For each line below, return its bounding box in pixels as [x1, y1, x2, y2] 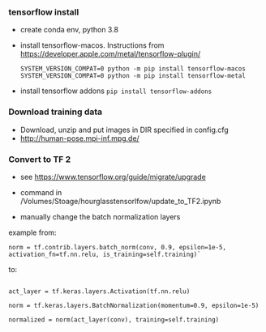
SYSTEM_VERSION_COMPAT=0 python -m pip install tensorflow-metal [19, 72, 246, 80]
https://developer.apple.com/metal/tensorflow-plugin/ [19, 49, 201, 59]
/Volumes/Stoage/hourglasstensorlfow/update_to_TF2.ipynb [19, 196, 221, 206]
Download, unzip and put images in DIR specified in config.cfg [19, 125, 229, 134]
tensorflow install [8, 6, 79, 18]
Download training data [8, 106, 103, 117]
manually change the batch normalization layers [19, 211, 181, 221]
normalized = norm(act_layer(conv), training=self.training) [8, 315, 220, 324]
